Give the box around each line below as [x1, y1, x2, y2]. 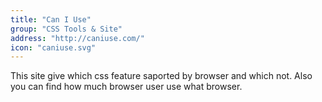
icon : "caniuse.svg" [10, 42, 97, 53]
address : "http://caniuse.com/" [10, 33, 145, 43]
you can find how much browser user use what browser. [10, 81, 243, 93]
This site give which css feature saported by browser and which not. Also [10, 70, 313, 82]
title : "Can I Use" [10, 14, 92, 25]
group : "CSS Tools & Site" [10, 24, 123, 34]
